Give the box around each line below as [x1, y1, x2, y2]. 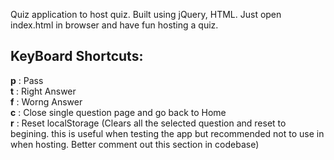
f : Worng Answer [10, 95, 83, 108]
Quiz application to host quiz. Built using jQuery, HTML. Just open [10, 9, 282, 20]
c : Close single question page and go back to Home [10, 106, 227, 118]
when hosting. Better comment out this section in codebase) [10, 138, 260, 150]
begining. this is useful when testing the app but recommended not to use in [10, 127, 325, 139]
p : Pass [10, 74, 44, 86]
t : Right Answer [10, 85, 77, 97]
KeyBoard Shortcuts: [10, 48, 144, 65]
